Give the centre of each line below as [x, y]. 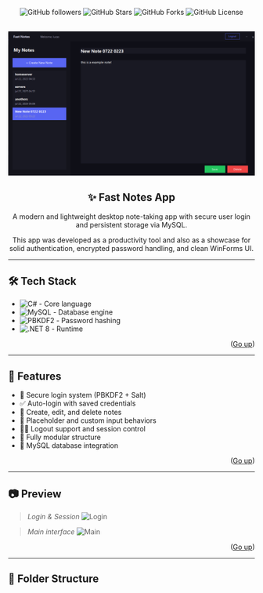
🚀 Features [35, 376]
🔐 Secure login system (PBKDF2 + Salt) [83, 395]
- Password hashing [88, 321]
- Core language [65, 304]
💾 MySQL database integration [69, 446]
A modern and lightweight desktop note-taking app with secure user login [131, 216]
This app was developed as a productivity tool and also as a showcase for [131, 240]
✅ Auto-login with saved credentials [77, 403]
